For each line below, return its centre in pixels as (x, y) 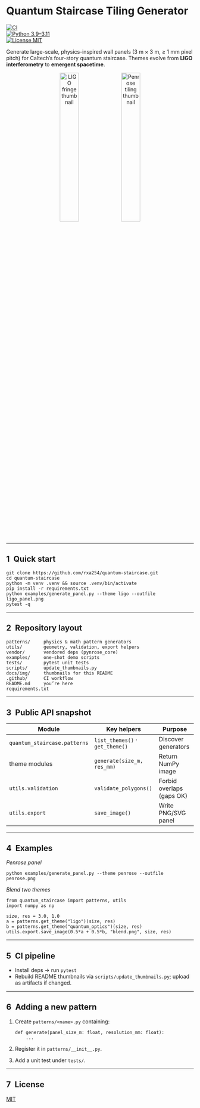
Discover (171, 739)
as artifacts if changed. (43, 983)
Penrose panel (24, 862)
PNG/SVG (172, 813)
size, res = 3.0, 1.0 (33, 917)
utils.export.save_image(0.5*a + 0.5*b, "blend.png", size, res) (89, 932)
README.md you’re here (40, 683)
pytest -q (18, 604)
